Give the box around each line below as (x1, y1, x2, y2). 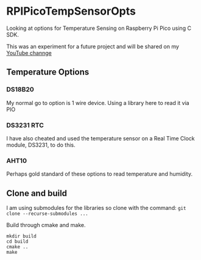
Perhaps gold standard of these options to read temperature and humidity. (6, 170, 193, 178)
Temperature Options (6, 67, 90, 78)
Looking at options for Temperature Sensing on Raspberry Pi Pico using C (6, 24, 192, 32)
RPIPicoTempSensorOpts (6, 4, 136, 18)
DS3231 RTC (6, 121, 44, 129)
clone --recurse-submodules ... (6, 211, 88, 217)
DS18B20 (6, 85, 35, 94)
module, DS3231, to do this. (6, 141, 76, 148)
